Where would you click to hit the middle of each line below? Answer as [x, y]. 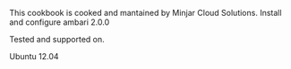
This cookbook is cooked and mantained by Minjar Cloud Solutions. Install [145, 13]
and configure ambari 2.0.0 [60, 22]
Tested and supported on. [57, 39]
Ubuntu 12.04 [34, 56]
